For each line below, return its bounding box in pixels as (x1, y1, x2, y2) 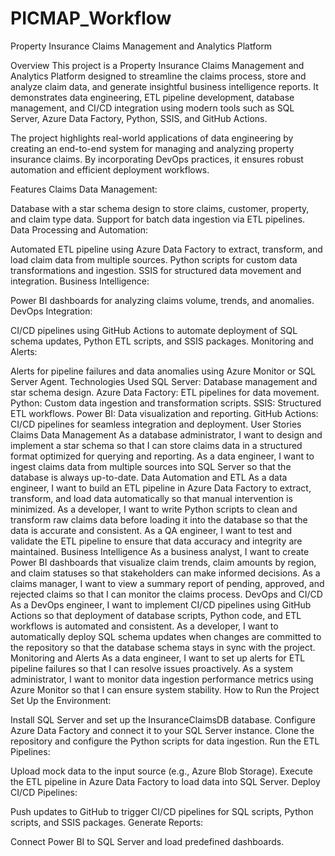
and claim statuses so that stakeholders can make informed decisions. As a (10, 567, 321, 579)
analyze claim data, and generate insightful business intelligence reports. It (10, 80, 319, 92)
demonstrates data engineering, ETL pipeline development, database (10, 91, 295, 103)
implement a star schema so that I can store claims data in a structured (10, 439, 303, 451)
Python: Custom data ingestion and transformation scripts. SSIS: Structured (10, 397, 322, 409)
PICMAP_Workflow (10, 7, 172, 30)
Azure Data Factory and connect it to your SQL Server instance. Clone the (10, 724, 315, 736)
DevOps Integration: (10, 305, 93, 317)
